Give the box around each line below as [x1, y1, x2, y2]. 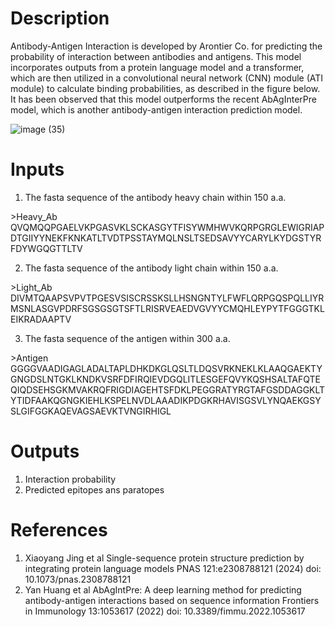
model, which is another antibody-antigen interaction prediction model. [10, 103, 303, 116]
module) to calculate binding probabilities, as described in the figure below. [10, 82, 321, 94]
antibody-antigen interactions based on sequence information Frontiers [24, 594, 320, 606]
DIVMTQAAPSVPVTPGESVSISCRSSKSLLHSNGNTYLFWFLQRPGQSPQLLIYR [10, 292, 325, 304]
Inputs [10, 158, 65, 181]
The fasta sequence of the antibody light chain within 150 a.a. [24, 262, 279, 274]
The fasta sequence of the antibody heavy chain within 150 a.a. [24, 191, 287, 203]
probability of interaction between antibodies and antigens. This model [10, 50, 302, 62]
